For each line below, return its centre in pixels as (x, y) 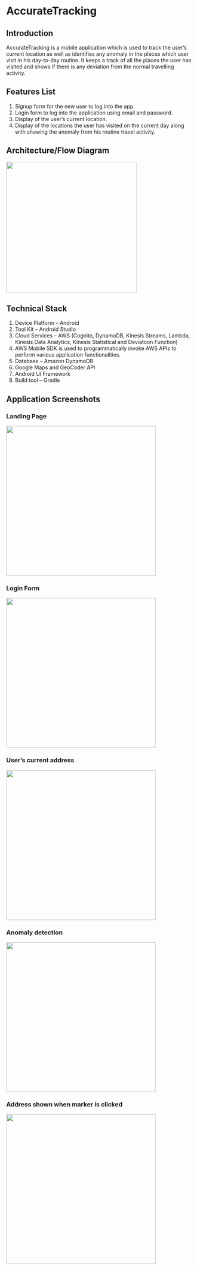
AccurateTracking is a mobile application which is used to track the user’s (96, 47)
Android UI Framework (42, 374)
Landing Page (27, 416)
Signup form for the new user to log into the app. (75, 106)
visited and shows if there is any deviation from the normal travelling (90, 67)
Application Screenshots (53, 399)
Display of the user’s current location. (61, 119)
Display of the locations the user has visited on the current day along (99, 125)
